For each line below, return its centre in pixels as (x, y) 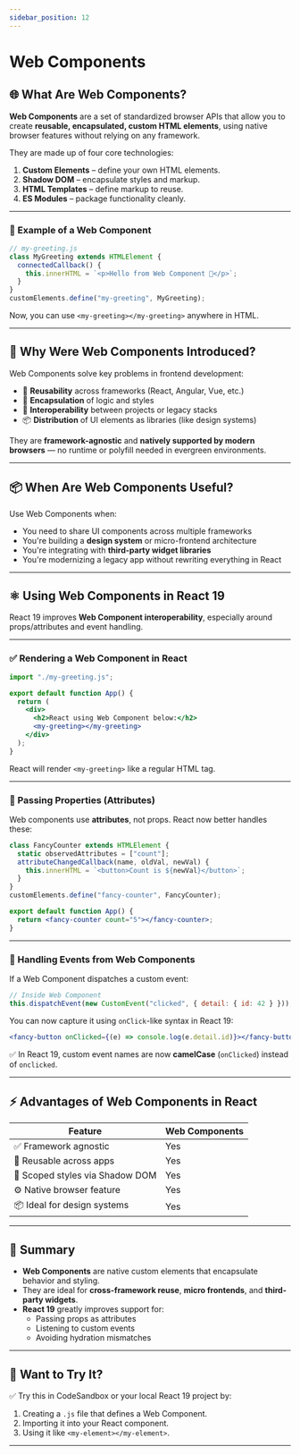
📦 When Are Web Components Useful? (121, 488)
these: (21, 829)
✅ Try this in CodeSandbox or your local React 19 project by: (121, 1396)
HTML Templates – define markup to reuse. (103, 189)
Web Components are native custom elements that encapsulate (140, 1272)
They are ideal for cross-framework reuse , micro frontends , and (142, 1290)
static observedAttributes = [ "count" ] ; (93, 854)
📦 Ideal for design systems (71, 1205)
